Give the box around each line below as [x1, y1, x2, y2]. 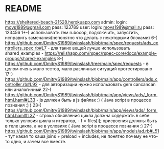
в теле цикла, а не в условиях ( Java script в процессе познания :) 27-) [5, 123, 153, 128]
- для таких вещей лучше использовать [47, 45, 131, 51]
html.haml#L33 [5, 97, 36, 103]
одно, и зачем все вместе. [10, 138, 67, 144]
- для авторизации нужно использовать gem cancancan [39, 81, 156, 87]
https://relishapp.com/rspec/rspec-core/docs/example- [45, 50, 157, 56]
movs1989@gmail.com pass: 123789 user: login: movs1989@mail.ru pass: [5, 24, 154, 30]
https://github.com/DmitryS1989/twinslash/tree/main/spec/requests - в [5, 61, 149, 66]
